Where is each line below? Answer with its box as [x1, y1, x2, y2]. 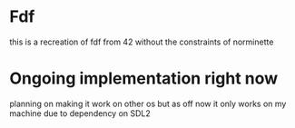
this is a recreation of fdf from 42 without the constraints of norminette [9, 36, 274, 47]
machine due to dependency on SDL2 [9, 107, 152, 119]
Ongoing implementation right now [9, 68, 279, 89]
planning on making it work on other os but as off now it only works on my [9, 98, 287, 109]
